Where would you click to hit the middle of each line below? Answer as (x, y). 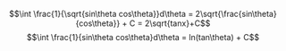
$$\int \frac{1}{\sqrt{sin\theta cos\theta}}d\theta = (101, 14)
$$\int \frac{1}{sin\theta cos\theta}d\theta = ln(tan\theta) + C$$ (143, 37)
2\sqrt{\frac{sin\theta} (236, 14)
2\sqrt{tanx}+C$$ (177, 23)
